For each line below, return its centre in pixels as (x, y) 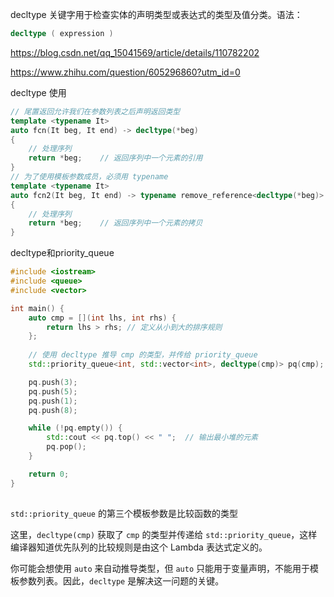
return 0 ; (49, 474)
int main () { (37, 308)
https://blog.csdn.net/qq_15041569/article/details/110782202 (135, 52)
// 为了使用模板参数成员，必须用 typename (89, 177)
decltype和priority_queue (62, 253)
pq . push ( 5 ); (53, 391)
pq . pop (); (66, 447)
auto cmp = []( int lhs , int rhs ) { (102, 318)
